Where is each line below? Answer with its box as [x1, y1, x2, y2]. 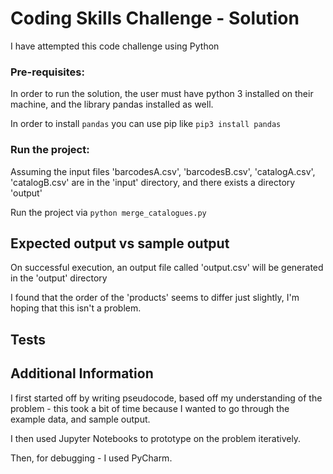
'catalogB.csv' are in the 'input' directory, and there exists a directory [10, 176, 296, 188]
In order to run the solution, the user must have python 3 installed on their [10, 88, 314, 100]
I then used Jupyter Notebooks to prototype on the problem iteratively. [10, 432, 302, 444]
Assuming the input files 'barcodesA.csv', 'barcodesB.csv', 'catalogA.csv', [10, 165, 316, 177]
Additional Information [10, 365, 154, 382]
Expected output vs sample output [10, 235, 230, 252]
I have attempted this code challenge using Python [10, 40, 220, 52]
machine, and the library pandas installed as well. [10, 98, 214, 111]
